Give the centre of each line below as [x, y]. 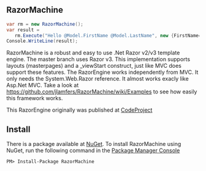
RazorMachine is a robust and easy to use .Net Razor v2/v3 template [93, 53]
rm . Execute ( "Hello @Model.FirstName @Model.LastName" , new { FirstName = [108, 35]
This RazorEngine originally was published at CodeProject [79, 110]
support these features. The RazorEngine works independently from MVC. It [102, 72]
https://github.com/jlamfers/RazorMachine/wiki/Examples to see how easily [102, 92]
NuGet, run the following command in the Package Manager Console [93, 151]
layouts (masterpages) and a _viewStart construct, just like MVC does [94, 66]
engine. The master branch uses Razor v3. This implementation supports [98, 59]
